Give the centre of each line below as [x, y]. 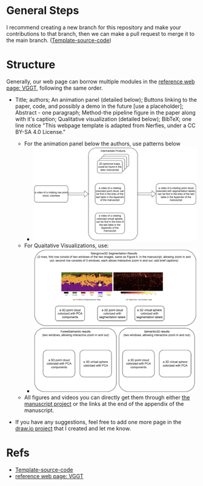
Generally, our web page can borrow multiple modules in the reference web [101, 81]
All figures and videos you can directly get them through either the [107, 397]
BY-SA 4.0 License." [40, 131]
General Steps [43, 11]
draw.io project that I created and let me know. [73, 428]
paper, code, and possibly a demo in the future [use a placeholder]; [99, 106]
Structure [31, 65]
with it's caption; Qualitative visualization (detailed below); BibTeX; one [103, 119]
